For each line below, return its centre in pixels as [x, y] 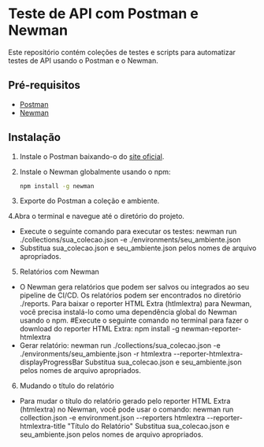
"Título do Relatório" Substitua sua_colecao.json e [149, 427]
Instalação [35, 137]
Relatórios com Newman [59, 272]
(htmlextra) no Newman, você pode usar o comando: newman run [126, 409]
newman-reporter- [211, 329]
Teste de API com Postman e [104, 14]
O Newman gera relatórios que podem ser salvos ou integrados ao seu [134, 287]
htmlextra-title [43, 427]
